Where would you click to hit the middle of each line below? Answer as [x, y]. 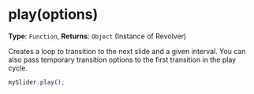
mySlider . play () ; [37, 82]
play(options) [53, 14]
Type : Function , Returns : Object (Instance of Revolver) [97, 36]
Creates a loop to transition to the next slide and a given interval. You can [127, 51]
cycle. [18, 67]
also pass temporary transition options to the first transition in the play [122, 60]
